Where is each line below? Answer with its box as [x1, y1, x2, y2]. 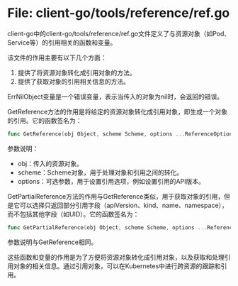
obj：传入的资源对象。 [17, 159, 84, 167]
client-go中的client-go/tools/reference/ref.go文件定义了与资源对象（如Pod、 [7, 29, 231, 38]
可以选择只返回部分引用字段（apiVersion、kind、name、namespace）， [19, 201, 228, 209]
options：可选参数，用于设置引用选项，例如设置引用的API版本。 [17, 177, 205, 185]
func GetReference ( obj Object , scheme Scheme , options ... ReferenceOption [7, 130, 233, 138]
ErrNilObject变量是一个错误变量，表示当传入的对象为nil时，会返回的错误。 [7, 92, 224, 101]
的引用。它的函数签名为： [7, 116, 82, 125]
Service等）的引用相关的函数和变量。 [7, 38, 117, 47]
